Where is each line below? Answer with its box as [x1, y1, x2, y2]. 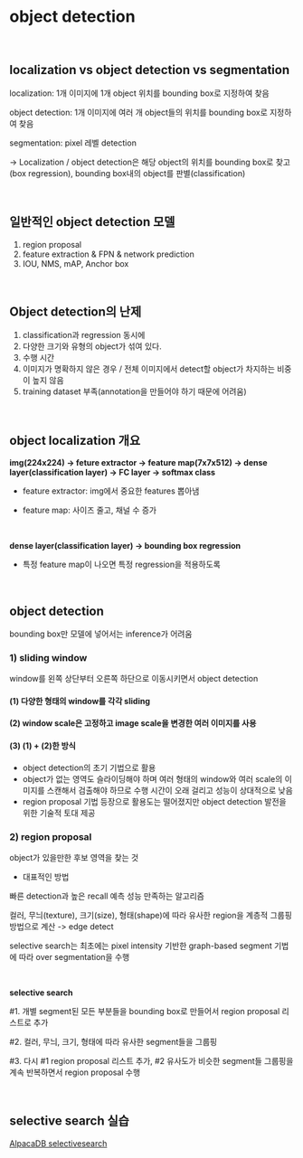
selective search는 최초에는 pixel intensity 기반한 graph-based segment [9, 940, 273, 951]
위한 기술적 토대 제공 [22, 807, 96, 818]
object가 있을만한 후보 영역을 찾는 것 [9, 852, 139, 862]
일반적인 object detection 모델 [9, 214, 175, 230]
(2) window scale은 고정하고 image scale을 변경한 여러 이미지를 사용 [9, 718, 257, 729]
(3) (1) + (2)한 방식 [9, 740, 77, 751]
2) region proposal [9, 830, 92, 843]
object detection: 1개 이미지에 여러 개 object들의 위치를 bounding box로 [9, 107, 269, 118]
